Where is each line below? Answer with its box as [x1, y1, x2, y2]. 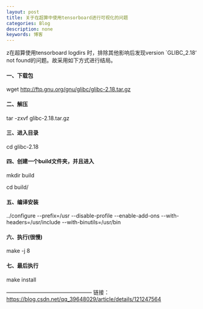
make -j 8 [6, 247, 30, 255]
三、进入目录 [6, 129, 38, 137]
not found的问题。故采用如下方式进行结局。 [6, 57, 116, 64]
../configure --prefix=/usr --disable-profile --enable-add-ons [6, 212, 160, 219]
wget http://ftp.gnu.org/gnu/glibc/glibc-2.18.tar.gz [6, 86, 131, 93]
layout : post [6, 9, 40, 15]
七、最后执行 [6, 261, 38, 269]
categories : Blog [6, 20, 51, 26]
